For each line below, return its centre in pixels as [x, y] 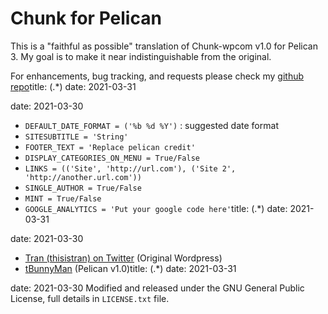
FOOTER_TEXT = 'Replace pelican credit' [110, 147]
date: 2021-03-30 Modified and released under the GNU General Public [157, 288]
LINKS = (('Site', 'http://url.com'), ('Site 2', [130, 168]
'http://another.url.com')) [83, 177]
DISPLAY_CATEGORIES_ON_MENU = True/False [112, 158]
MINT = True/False [63, 198]
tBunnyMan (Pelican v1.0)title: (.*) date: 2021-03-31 [130, 268]
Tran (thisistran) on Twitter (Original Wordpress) [123, 258]
